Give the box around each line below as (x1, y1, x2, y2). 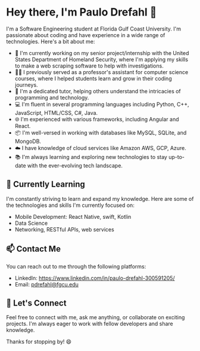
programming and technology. (14, 94, 89, 101)
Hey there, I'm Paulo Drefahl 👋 (6, 5, 157, 19)
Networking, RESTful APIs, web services (14, 225, 114, 233)
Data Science (14, 219, 48, 227)
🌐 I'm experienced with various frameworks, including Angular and (14, 115, 179, 123)
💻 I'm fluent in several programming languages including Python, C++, (14, 100, 189, 108)
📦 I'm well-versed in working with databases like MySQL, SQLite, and (14, 129, 187, 136)
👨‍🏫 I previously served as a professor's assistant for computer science (14, 68, 189, 75)
